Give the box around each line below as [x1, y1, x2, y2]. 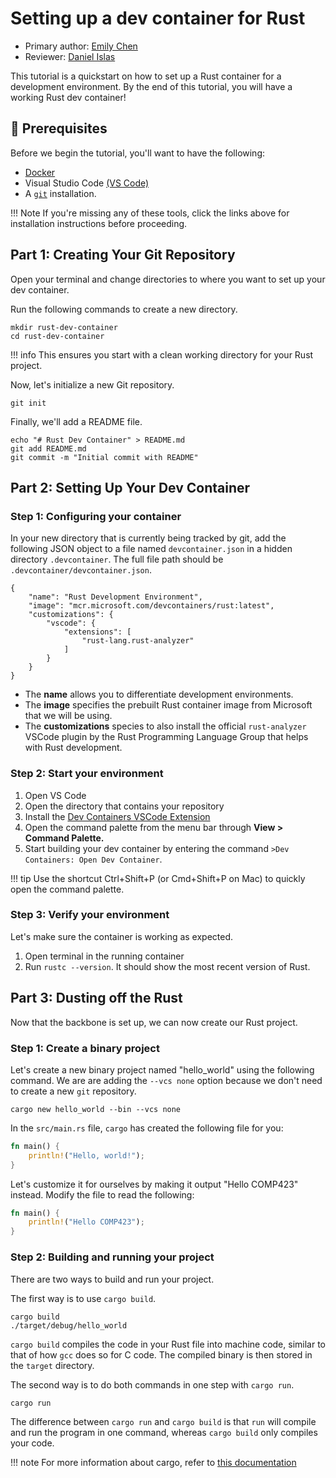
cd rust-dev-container [10, 331, 105, 341]
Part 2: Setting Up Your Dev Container [10, 479, 251, 496]
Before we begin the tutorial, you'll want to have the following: [10, 147, 266, 159]
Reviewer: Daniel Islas [24, 50, 116, 62]
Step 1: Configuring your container [10, 509, 182, 523]
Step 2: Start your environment [10, 767, 164, 781]
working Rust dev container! [10, 91, 127, 103]
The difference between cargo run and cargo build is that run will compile [10, 1415, 317, 1427]
